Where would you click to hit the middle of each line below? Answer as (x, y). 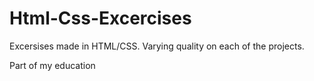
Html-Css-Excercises (100, 18)
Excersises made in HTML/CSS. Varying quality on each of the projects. (157, 46)
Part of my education (52, 65)
